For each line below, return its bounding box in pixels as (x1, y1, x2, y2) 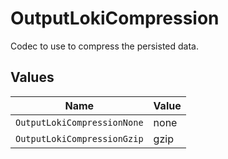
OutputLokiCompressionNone (15, 117, 144, 128)
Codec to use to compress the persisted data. (10, 40, 199, 52)
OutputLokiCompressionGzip (15, 133, 144, 144)
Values (10, 69, 55, 86)
